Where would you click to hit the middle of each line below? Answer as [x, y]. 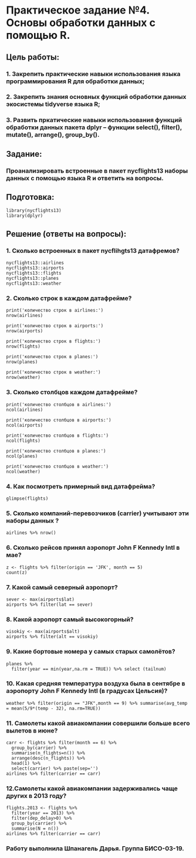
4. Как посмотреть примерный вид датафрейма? [81, 486]
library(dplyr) [25, 216]
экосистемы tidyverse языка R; [53, 104]
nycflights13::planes [33, 278]
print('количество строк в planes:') [52, 357]
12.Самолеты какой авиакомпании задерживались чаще [92, 788]
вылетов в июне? [32, 730]
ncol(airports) [25, 425]
